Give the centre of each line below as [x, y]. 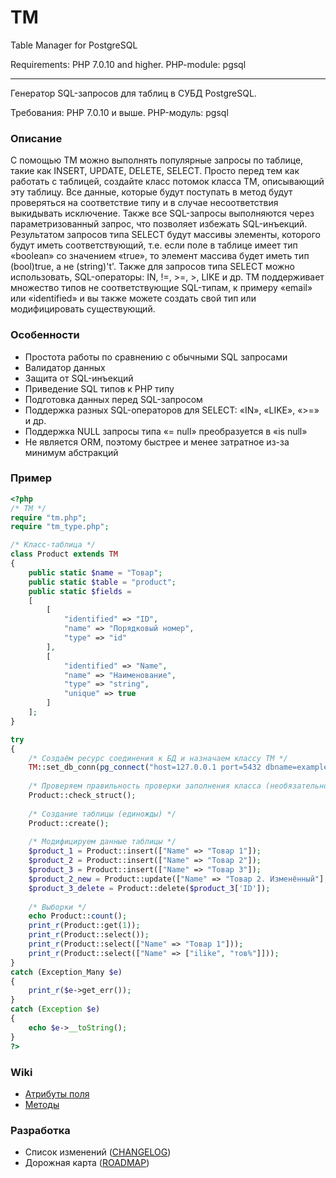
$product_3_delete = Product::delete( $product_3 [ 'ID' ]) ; [149, 888]
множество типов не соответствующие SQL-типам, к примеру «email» [161, 288]
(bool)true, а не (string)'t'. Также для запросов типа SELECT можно [152, 267]
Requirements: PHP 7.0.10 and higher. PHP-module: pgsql [128, 64]
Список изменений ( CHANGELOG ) [98, 1152]
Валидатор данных [65, 367]
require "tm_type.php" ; [60, 527]
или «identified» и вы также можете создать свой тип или [133, 298]
